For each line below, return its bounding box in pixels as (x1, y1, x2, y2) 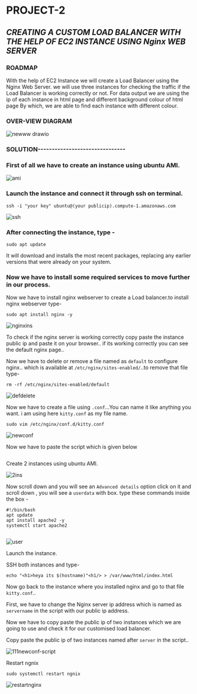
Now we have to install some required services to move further (6, 273, 190, 281)
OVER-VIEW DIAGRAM (6, 117, 72, 125)
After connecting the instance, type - (6, 228, 115, 236)
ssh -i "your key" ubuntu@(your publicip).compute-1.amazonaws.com (6, 203, 176, 209)
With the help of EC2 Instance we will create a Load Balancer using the (6, 77, 179, 84)
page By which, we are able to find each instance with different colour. (6, 102, 179, 109)
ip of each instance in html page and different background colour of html (6, 95, 183, 103)
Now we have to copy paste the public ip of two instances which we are (6, 619, 182, 626)
